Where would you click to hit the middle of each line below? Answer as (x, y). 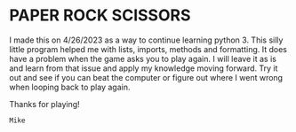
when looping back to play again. (70, 87)
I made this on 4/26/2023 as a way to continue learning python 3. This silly (146, 40)
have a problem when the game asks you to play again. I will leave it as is (143, 58)
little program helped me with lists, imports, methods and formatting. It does (148, 49)
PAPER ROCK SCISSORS (100, 16)
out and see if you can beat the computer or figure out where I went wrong (146, 77)
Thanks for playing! (44, 104)
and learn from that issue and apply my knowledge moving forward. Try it (144, 68)
